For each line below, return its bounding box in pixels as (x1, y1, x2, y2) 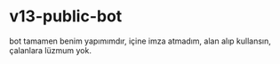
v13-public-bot (9, 6, 123, 27)
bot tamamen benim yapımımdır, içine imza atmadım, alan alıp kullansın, (9, 36, 271, 46)
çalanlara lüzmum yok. (9, 44, 92, 55)
